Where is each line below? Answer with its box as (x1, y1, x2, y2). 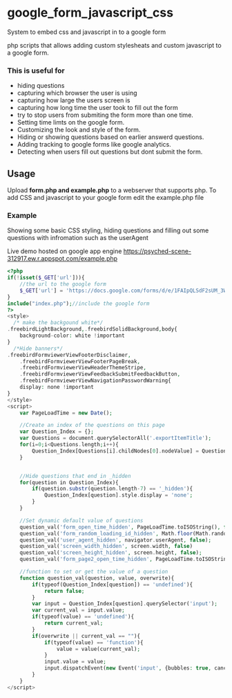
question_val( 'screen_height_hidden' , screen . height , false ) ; (19, 549, 202, 556)
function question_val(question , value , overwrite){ (19, 574, 175, 582)
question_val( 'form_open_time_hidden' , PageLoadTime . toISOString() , (19, 524, 221, 531)
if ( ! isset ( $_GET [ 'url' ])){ (7, 275, 85, 282)
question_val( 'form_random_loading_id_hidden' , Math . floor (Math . (19, 530, 212, 537)
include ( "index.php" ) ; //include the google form (7, 300, 150, 307)
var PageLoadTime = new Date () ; (19, 410, 113, 416)
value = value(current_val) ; (56, 645, 140, 652)
